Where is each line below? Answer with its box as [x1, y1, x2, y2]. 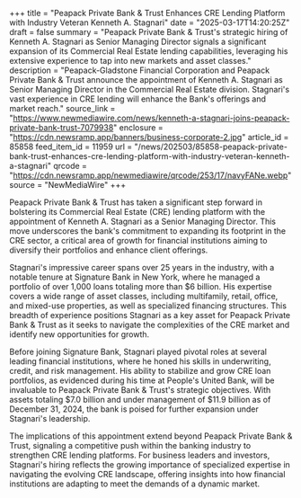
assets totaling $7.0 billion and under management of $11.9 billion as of [9, 395, 271, 405]
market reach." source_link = [9, 103, 116, 113]
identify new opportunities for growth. [9, 329, 150, 340]
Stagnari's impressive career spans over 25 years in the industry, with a [9, 262, 275, 272]
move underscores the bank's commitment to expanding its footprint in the [9, 226, 287, 236]
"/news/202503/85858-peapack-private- [134, 141, 288, 152]
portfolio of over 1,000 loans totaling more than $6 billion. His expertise [9, 281, 272, 291]
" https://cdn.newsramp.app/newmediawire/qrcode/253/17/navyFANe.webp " [9, 170, 292, 181]
